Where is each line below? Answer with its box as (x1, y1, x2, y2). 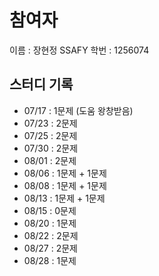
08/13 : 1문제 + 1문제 (23, 192, 106, 204)
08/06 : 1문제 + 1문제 (23, 167, 107, 179)
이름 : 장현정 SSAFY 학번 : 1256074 (9, 44, 150, 56)
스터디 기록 (9, 76, 74, 93)
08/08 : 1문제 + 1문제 (23, 179, 107, 191)
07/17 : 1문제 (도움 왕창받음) (23, 104, 134, 116)
